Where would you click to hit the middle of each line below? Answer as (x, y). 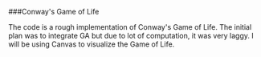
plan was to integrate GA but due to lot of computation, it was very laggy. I (131, 36)
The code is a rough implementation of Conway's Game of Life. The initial (130, 27)
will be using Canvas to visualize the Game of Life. (92, 44)
